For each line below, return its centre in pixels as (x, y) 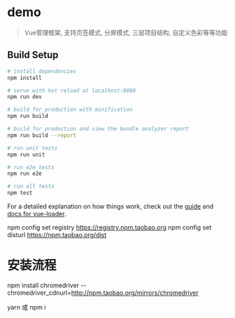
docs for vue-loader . (37, 214)
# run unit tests (33, 148)
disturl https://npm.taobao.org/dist (57, 235)
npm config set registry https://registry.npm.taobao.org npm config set (109, 227)
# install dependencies (42, 71)
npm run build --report (42, 135)
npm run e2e (24, 174)
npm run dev (24, 97)
